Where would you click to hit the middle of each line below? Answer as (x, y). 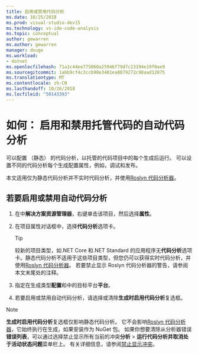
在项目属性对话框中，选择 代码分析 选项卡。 (66, 226)
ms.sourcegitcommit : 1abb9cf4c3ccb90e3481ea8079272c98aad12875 (86, 72)
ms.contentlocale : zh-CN (37, 84)
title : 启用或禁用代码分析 (35, 12)
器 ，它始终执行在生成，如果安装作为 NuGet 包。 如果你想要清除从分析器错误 (99, 329)
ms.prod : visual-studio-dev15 (43, 23)
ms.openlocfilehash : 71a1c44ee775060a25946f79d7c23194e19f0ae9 (86, 67)
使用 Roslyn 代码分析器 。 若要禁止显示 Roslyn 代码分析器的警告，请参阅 (101, 265)
